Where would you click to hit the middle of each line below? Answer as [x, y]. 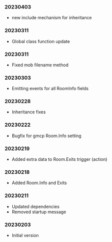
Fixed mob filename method [40, 65]
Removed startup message [39, 212]
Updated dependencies [36, 206]
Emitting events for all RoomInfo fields [50, 89]
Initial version [25, 235]
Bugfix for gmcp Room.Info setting [46, 136]
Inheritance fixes [29, 112]
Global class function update [41, 41]
